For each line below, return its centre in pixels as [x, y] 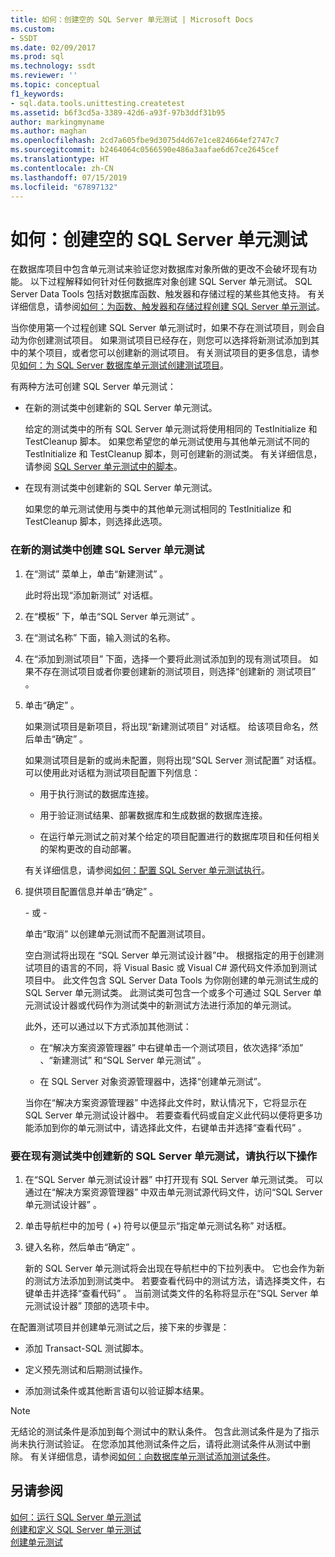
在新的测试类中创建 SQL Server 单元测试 [107, 550]
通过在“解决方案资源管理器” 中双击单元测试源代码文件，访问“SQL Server [173, 1192]
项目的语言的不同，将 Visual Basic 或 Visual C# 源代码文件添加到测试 [175, 967]
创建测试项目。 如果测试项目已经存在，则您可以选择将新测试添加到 [173, 340]
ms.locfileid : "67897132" [64, 187]
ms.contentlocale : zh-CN [62, 168]
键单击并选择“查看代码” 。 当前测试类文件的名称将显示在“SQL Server [166, 1293]
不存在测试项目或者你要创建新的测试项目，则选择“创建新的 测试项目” [175, 671]
